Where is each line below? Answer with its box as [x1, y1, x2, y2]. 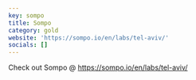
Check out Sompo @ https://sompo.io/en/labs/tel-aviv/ [8, 63, 189, 72]
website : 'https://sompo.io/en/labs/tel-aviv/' [8, 33, 170, 42]
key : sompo [8, 11, 45, 20]
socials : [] [8, 41, 48, 49]
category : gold [8, 26, 59, 34]
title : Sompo [8, 19, 52, 27]
